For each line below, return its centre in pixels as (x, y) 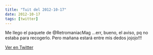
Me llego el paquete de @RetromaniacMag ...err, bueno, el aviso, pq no (76, 33)
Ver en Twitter (19, 48)
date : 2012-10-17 (23, 14)
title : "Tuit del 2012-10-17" (36, 10)
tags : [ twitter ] (22, 19)
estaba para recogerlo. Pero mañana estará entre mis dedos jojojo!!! (74, 38)
